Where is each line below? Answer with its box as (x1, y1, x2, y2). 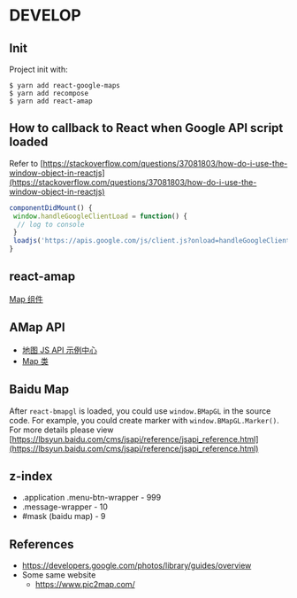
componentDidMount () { (9, 203, 93, 213)
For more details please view (9, 424, 114, 435)
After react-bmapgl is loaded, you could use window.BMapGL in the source (9, 405, 271, 416)
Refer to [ (9, 158, 43, 168)
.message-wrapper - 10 (21, 501, 109, 512)
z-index (9, 469, 53, 484)
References (9, 537, 74, 552)
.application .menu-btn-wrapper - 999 (21, 493, 162, 503)
